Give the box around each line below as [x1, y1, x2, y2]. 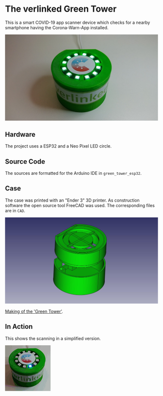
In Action [5, 322, 33, 331]
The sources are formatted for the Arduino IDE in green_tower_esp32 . [5, 170, 142, 176]
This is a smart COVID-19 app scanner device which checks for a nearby [5, 19, 150, 25]
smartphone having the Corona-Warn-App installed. [5, 24, 109, 30]
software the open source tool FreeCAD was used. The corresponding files [5, 202, 155, 208]
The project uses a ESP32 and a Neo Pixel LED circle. [5, 143, 112, 149]
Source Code [5, 157, 45, 166]
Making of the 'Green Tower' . [5, 308, 63, 314]
